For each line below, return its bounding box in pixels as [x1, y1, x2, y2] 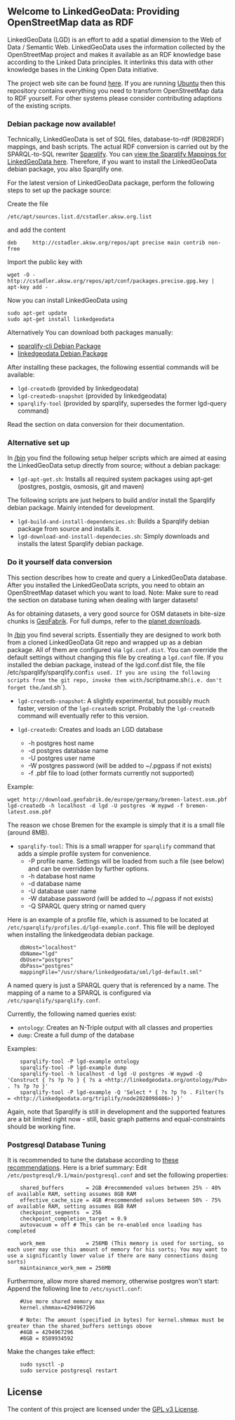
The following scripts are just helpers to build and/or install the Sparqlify [7, 496, 215, 504]
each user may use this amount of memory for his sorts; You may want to [7, 1246, 228, 1253]
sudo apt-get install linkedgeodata [7, 316, 114, 323]
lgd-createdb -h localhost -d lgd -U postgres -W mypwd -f [7, 802, 184, 809]
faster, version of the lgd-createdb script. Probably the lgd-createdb [17, 704, 215, 712]
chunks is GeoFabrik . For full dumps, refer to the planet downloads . [7, 616, 202, 625]
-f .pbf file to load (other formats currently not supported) [27, 768, 194, 777]
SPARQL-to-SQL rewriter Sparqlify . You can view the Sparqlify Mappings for [7, 150, 227, 158]
